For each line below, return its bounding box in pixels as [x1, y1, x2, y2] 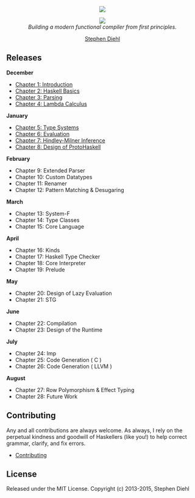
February [6, 155, 30, 162]
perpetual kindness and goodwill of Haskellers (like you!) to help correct [6, 433, 187, 440]
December [6, 69, 34, 76]
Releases [6, 52, 42, 63]
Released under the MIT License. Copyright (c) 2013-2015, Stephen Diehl [6, 485, 190, 493]
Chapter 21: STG [15, 296, 57, 303]
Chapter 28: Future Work [15, 393, 78, 400]
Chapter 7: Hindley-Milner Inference [15, 137, 105, 144]
